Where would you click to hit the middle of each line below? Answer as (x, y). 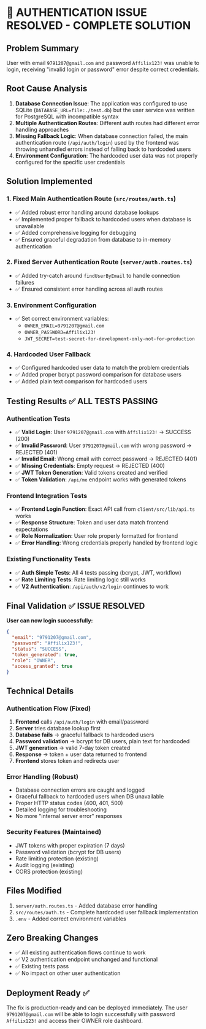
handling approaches (42, 129)
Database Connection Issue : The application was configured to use (101, 103)
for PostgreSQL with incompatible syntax (67, 117)
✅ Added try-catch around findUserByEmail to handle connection (97, 275)
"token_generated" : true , (45, 655)
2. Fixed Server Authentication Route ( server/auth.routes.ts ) (99, 262)
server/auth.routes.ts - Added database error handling (86, 905)
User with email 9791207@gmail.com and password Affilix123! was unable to (103, 63)
